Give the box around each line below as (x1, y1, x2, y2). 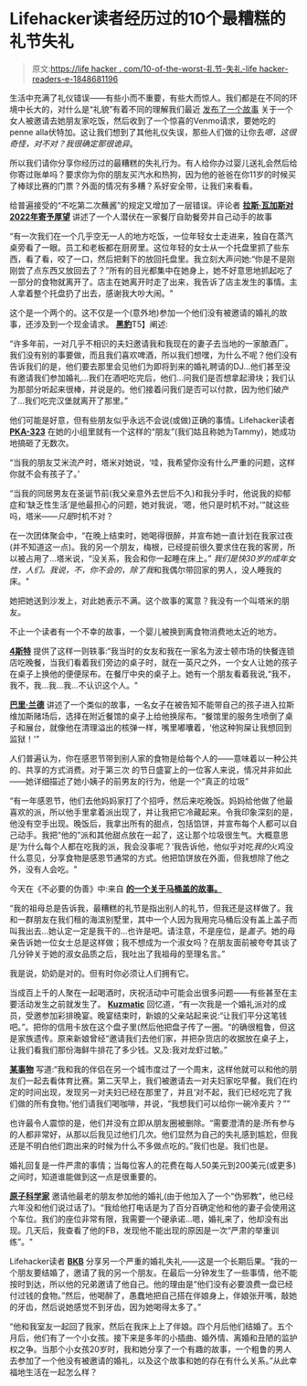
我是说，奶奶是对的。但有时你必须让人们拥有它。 (9, 967, 194, 978)
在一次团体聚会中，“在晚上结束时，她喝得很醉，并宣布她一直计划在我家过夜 (9, 529, 294, 540)
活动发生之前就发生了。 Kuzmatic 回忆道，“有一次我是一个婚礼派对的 (16, 998, 279, 1009)
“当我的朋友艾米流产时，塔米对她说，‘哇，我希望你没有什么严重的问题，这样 (9, 456, 295, 467)
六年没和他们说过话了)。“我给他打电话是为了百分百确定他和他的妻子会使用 (9, 1201, 289, 1212)
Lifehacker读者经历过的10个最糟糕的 (9, 8, 286, 29)
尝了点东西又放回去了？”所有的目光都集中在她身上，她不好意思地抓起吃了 (16, 264, 294, 275)
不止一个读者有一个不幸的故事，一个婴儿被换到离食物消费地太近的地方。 (9, 625, 281, 636)
